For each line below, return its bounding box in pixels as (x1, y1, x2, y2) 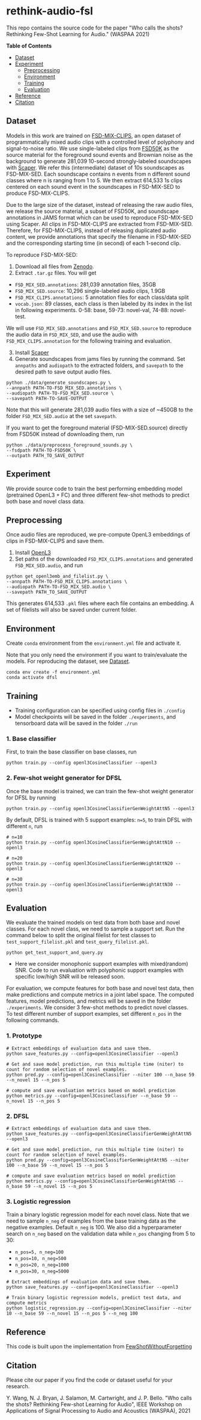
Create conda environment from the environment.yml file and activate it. (6, 639, 181, 647)
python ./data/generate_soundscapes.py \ (6, 380, 112, 386)
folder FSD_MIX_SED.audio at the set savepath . (6, 412, 117, 419)
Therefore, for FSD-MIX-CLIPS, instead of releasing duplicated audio (6, 227, 176, 234)
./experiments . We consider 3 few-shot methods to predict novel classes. (6, 1004, 189, 1011)
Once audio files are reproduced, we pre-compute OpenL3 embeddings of (6, 531, 190, 538)
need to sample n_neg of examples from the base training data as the (6, 1217, 176, 1225)
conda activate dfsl (6, 675, 58, 681)
